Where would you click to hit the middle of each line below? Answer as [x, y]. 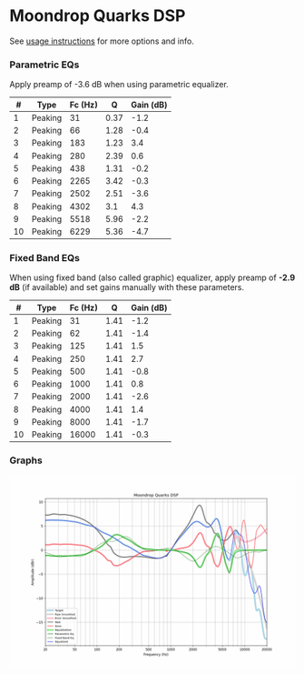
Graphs [26, 460]
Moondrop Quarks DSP [98, 16]
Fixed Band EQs [44, 257]
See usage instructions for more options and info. [102, 41]
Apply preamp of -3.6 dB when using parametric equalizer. [119, 85]
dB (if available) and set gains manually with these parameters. [127, 287]
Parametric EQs [44, 65]
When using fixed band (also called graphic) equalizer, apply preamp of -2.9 [152, 277]
